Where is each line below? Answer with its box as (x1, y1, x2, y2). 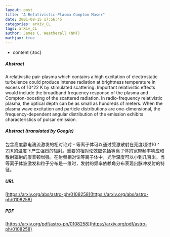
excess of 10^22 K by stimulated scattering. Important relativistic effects (5, 84, 155, 90)
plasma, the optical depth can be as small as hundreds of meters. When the (5, 100, 163, 106)
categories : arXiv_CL (5, 21, 51, 27)
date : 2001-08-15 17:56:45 (5, 17, 62, 22)
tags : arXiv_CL (5, 26, 37, 31)
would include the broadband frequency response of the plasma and (5, 89, 148, 96)
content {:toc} (12, 49, 42, 55)
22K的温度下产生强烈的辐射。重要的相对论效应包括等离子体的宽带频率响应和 (5, 147, 164, 154)
